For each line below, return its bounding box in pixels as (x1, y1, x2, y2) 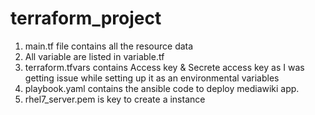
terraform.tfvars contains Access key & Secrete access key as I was (24, 61, 305, 73)
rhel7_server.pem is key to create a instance (24, 93, 206, 105)
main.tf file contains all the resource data (24, 40, 194, 52)
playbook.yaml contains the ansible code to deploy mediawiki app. (24, 82, 300, 94)
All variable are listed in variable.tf (24, 50, 165, 62)
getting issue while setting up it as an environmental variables (24, 72, 280, 84)
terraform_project (10, 7, 162, 30)
